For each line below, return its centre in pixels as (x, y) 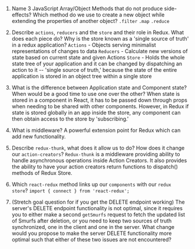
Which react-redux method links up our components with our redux (91, 184)
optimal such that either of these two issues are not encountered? (92, 240)
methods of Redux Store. (42, 173)
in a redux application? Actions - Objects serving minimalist (84, 45)
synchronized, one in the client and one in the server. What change (93, 227)
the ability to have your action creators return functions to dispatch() (95, 167)
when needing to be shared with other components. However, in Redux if (100, 106)
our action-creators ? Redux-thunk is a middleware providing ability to (96, 154)
